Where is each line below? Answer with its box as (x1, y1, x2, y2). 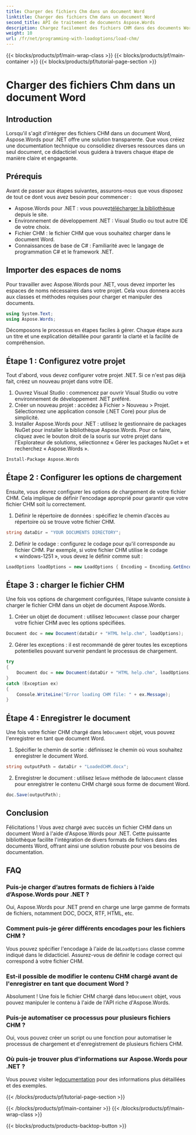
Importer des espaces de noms (6, 265, 121, 275)
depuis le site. (14, 211, 48, 218)
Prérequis (6, 172, 43, 181)
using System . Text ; (6, 311, 54, 317)
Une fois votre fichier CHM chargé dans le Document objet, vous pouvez (6, 729, 176, 736)
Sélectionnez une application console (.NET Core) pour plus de (14, 408, 166, 415)
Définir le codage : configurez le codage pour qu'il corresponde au (14, 540, 175, 547)
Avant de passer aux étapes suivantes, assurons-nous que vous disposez (6, 187, 183, 194)
